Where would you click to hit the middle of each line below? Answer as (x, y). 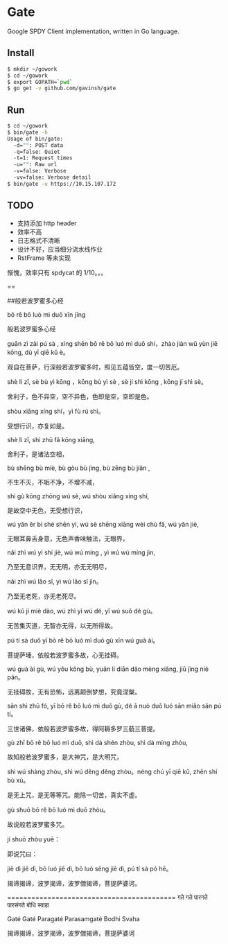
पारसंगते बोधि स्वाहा (28, 904)
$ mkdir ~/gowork (32, 69)
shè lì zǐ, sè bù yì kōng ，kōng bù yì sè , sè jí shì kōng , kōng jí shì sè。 (107, 381)
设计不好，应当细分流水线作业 (60, 249)
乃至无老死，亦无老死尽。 (44, 596)
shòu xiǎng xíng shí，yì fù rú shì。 (56, 411)
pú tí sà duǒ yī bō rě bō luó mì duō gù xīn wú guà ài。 (83, 640)
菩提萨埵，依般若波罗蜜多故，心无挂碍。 (65, 655)
